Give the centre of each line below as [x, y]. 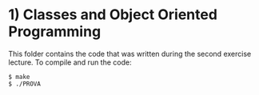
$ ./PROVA [25, 84]
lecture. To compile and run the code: [70, 62]
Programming [55, 32]
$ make [19, 77]
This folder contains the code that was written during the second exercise [130, 53]
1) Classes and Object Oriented [113, 15]
